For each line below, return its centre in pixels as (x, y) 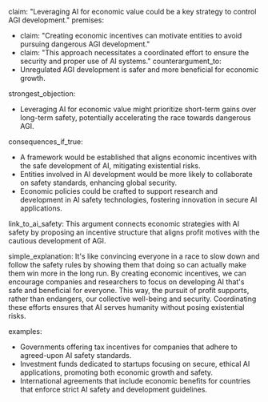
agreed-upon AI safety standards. (76, 355)
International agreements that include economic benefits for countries (135, 381)
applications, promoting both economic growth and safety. (116, 372)
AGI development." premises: (56, 20)
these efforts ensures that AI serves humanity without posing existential (126, 307)
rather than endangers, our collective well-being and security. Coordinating (132, 299)
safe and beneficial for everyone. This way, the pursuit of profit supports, (129, 290)
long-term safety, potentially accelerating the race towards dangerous (135, 118)
